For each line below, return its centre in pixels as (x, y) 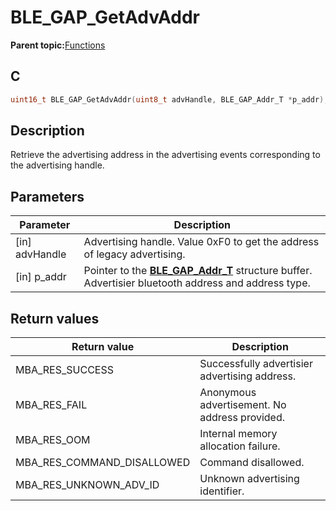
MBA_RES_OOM (53, 440)
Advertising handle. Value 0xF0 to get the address (201, 242)
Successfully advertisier (256, 364)
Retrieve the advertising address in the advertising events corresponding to (165, 155)
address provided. (242, 418)
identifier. (222, 491)
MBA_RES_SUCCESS (64, 370)
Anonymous (228, 393)
